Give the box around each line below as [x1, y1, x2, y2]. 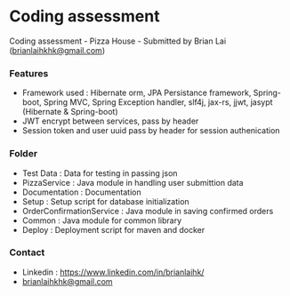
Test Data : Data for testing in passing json [21, 167, 178, 179]
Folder [9, 148, 38, 160]
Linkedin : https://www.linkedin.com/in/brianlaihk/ [21, 267, 205, 277]
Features [9, 67, 49, 79]
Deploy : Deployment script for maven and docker [21, 224, 205, 235]
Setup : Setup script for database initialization [21, 196, 189, 206]
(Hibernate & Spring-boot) [21, 107, 118, 117]
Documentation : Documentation [21, 187, 141, 197]
